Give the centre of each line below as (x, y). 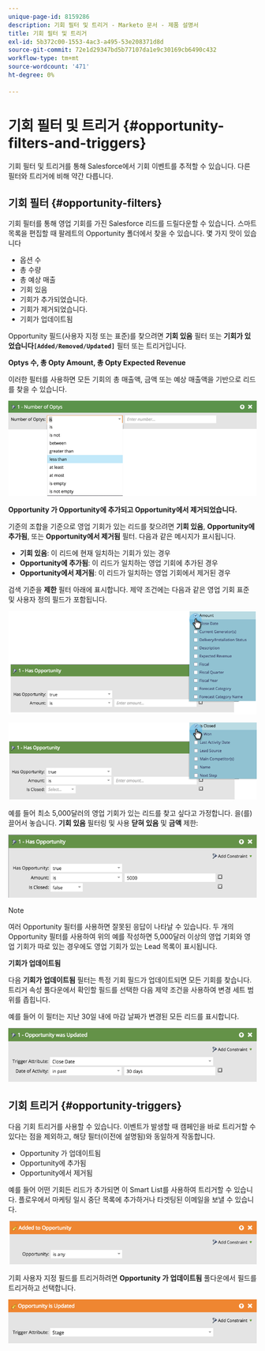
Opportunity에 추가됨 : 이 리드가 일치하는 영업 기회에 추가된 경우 (119, 563)
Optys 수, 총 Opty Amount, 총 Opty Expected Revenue (97, 362)
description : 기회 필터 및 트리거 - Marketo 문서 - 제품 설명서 (104, 25)
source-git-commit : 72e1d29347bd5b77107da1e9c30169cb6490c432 (112, 50)
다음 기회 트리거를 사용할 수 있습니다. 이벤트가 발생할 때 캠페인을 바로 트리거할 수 (132, 1126)
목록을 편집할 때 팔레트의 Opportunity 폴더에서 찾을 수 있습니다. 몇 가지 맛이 (125, 234)
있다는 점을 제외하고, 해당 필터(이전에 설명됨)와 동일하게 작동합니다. (112, 1136)
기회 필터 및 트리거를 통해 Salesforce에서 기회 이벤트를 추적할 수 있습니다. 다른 (129, 166)
